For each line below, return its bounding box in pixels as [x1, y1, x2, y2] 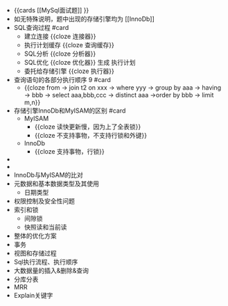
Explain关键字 [13, 291, 53, 299]
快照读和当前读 [24, 223, 67, 231]
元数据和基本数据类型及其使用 [13, 179, 99, 188]
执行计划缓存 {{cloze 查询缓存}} [24, 41, 114, 49]
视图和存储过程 [13, 249, 57, 257]
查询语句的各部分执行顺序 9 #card [13, 76, 111, 83]
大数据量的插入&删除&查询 [13, 266, 89, 275]
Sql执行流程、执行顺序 [13, 258, 78, 266]
